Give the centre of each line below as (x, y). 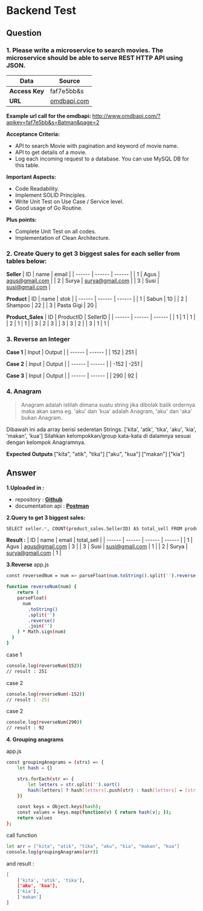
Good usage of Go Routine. (49, 208)
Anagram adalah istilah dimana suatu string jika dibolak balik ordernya (108, 405)
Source (69, 81)
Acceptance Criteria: (33, 134)
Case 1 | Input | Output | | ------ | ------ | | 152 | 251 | (72, 353)
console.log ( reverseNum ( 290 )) (44, 722)
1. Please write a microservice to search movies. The (85, 50)
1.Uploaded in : (25, 488)
